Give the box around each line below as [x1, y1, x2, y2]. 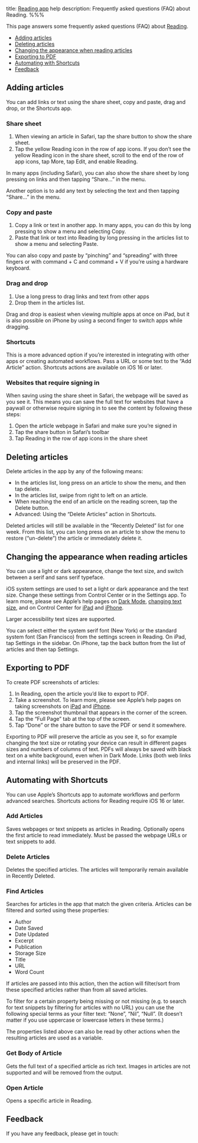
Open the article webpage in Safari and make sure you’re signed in [14, 422, 177, 429]
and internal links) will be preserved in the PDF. [6, 758, 121, 765]
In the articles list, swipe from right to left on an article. [14, 492, 148, 499]
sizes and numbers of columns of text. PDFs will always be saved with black [6, 745, 192, 753]
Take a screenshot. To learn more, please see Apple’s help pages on [14, 696, 181, 703]
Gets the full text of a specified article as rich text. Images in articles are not [6, 1063, 191, 1070]
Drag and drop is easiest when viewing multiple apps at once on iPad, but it [6, 310, 190, 318]
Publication [14, 943, 43, 951]
